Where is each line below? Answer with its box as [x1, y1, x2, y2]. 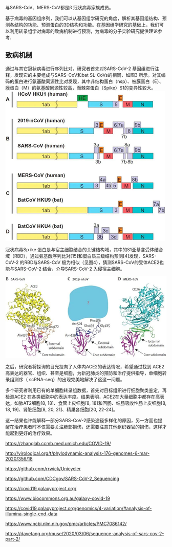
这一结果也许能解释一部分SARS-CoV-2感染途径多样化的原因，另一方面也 [5, 417, 158, 423]
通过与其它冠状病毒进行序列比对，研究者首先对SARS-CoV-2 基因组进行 [5, 65, 155, 72]
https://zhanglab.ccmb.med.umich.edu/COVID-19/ [5, 440, 111, 446]
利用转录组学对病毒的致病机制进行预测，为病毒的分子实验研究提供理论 [9, 28, 158, 34]
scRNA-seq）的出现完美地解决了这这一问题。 [29, 376, 125, 382]
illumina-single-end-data [5, 511, 58, 517]
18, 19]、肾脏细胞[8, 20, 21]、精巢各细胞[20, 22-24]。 [5, 406, 118, 412]
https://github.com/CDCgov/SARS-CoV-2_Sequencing [5, 475, 119, 482]
